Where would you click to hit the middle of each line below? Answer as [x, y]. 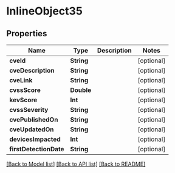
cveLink [21, 80]
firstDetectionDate [37, 149]
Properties [27, 34]
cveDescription [32, 70]
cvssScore [25, 90]
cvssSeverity [29, 110]
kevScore [23, 100]
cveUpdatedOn [32, 129]
